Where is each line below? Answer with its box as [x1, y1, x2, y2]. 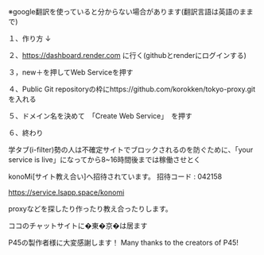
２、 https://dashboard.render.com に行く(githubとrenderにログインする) [8, 51, 247, 60]
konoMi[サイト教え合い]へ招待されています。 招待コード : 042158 [8, 172, 223, 181]
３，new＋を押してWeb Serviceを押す [8, 68, 134, 77]
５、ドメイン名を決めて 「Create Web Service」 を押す [8, 111, 192, 121]
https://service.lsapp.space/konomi [8, 187, 125, 197]
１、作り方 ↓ [8, 34, 52, 43]
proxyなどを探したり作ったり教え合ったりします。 [8, 204, 173, 213]
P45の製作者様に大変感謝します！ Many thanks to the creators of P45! [8, 238, 239, 247]
